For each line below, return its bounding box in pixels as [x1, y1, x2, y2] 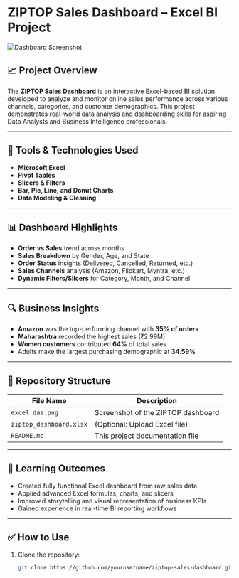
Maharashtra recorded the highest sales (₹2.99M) [17, 332, 166, 341]
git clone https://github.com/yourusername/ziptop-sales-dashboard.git [17, 564, 235, 571]
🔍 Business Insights [7, 302, 100, 314]
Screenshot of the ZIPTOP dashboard [94, 408, 220, 417]
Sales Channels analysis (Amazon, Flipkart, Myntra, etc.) [17, 267, 185, 275]
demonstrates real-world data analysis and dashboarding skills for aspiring [7, 109, 227, 118]
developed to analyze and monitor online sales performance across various [7, 94, 228, 103]
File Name [31, 396, 67, 405]
